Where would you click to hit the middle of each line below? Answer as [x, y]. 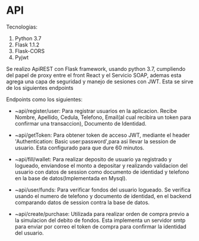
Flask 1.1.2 [27, 45]
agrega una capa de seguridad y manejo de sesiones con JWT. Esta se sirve [100, 82]
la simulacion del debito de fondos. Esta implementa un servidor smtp [100, 220]
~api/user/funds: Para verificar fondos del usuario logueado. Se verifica [103, 190]
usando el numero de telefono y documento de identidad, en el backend [103, 196]
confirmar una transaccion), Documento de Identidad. [80, 123]
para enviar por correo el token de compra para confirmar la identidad [100, 226]
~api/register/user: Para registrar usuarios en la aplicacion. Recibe [96, 111]
